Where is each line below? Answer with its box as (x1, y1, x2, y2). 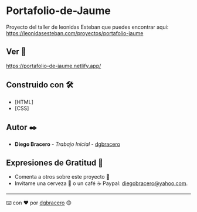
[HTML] (14, 98, 34, 105)
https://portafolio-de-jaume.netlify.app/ (6, 62, 101, 69)
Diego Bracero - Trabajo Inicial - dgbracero (14, 141, 120, 148)
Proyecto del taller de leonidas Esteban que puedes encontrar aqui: (6, 23, 169, 30)
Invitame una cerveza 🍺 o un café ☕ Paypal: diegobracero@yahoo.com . (14, 180, 188, 187)
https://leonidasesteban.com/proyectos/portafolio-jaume (6, 29, 144, 36)
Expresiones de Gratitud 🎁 (6, 158, 104, 167)
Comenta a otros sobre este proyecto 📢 (14, 173, 110, 180)
